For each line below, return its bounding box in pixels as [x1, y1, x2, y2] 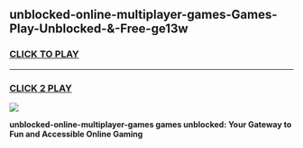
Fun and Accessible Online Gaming [9, 128, 143, 139]
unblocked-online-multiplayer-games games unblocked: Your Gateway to [9, 118, 292, 129]
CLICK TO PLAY [9, 48, 79, 61]
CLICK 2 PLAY [9, 82, 72, 94]
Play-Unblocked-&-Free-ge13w [9, 22, 188, 37]
